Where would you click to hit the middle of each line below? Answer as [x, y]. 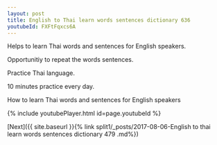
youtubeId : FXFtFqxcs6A [42, 26]
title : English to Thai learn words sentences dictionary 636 [99, 20]
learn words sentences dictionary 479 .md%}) [73, 134]
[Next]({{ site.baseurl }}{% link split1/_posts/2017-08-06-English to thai [109, 127]
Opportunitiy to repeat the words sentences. [70, 60]
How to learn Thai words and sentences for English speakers [94, 100]
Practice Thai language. [41, 73]
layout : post [26, 14]
